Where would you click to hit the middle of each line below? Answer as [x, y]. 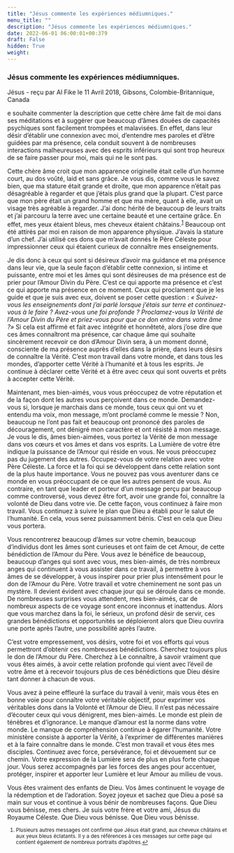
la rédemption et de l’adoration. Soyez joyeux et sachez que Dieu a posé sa [115, 795]
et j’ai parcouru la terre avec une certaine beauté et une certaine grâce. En [114, 216]
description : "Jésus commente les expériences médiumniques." [100, 27]
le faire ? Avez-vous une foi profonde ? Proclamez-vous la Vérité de [126, 312]
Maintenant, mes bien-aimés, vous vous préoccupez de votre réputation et [115, 392]
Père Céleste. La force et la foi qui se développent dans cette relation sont [114, 466]
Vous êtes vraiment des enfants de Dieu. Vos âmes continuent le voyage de [116, 787]
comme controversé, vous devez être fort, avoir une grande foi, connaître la [116, 496]
